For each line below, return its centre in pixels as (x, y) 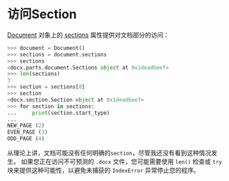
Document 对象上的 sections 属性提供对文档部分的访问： (88, 35)
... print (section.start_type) (59, 113)
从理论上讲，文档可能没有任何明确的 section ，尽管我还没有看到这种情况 (109, 153)
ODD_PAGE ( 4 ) (26, 139)
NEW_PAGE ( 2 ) (26, 126)
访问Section (42, 14)
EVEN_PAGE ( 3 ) (28, 132)
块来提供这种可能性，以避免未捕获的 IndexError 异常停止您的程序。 (103, 171)
